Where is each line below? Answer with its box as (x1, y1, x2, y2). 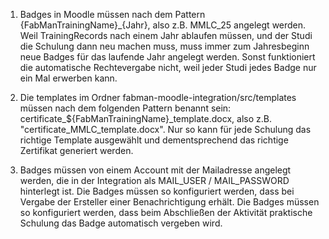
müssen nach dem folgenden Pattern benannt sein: (19, 102, 232, 114)
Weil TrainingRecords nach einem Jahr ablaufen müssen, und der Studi (19, 30, 313, 41)
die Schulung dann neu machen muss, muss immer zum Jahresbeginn (19, 40, 310, 52)
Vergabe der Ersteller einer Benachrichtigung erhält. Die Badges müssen (19, 196, 320, 208)
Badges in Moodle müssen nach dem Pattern (19, 9, 206, 20)
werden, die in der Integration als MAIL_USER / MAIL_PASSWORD (19, 175, 290, 186)
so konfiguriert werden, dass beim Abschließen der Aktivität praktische (19, 207, 313, 218)
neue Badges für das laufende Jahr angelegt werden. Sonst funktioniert (19, 51, 316, 63)
